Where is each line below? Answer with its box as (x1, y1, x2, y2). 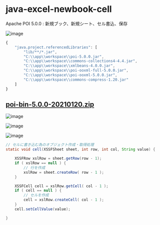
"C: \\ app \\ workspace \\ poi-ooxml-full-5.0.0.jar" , (23, 68, 129, 73)
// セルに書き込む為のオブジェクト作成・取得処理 (5, 142, 94, 147)
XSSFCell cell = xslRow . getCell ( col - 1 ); (14, 183, 109, 189)
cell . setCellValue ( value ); (14, 207, 71, 212)
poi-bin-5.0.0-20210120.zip (5, 100, 94, 109)
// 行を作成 (23, 165, 45, 170)
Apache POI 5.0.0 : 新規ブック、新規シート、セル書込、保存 (5, 20, 128, 26)
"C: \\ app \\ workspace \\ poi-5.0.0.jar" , (23, 54, 104, 59)
